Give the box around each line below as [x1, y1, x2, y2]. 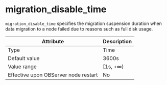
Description [103, 38, 132, 45]
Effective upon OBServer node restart [8, 71, 98, 78]
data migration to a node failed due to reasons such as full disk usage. [5, 25, 153, 32]
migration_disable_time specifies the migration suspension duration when [5, 20, 162, 26]
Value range [8, 63, 37, 70]
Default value [8, 54, 40, 62]
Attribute [41, 38, 64, 45]
